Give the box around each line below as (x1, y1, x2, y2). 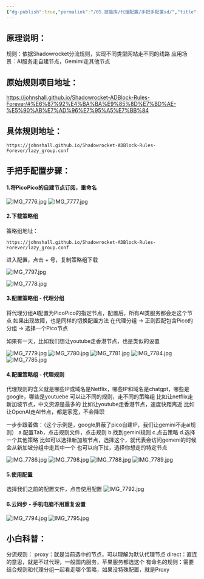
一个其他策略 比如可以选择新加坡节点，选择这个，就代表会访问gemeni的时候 (6, 436, 197, 444)
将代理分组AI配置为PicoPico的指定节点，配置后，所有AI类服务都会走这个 (6, 310, 188, 317)
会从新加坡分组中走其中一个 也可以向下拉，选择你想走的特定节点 (6, 444, 168, 451)
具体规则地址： (6, 126, 63, 136)
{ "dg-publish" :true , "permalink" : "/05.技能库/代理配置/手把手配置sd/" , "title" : (6, 9, 199, 15)
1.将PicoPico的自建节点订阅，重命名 (6, 184, 97, 192)
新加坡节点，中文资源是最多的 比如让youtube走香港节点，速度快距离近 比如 (6, 401, 195, 408)
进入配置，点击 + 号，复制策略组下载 (6, 256, 98, 263)
